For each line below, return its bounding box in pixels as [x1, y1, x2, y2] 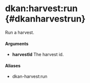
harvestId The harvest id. [12, 52, 64, 58]
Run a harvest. [5, 29, 34, 35]
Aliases [5, 62, 21, 68]
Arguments [5, 41, 29, 46]
